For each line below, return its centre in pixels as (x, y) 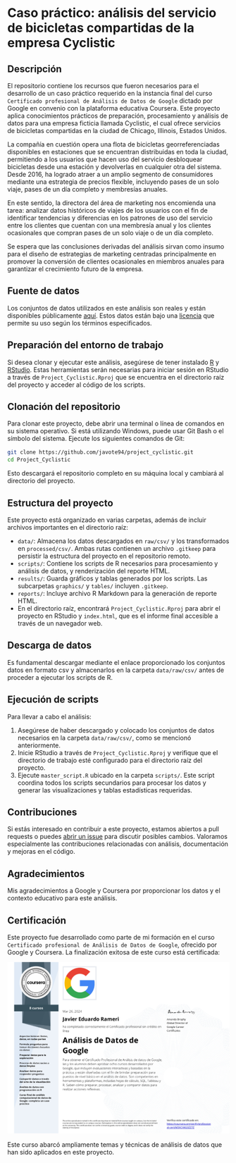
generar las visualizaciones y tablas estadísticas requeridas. (105, 790)
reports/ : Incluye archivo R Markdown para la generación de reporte (117, 593)
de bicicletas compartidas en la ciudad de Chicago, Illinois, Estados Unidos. (117, 131)
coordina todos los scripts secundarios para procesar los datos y (112, 783)
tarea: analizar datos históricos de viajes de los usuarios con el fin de (107, 210)
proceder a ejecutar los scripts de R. (60, 677)
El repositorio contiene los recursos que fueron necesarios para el (103, 86)
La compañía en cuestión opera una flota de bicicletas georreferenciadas (113, 144)
